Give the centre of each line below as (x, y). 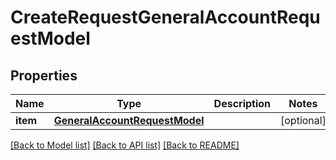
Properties (44, 75)
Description (242, 103)
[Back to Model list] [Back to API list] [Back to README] (125, 145)
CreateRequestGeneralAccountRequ (165, 17)
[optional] (303, 120)
